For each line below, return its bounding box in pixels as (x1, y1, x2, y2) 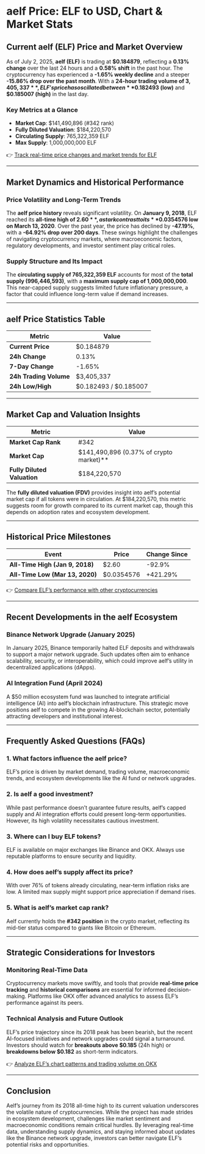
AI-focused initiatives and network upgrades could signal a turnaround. (6, 1035, 185, 1042)
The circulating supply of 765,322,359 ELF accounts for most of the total (6, 271, 193, 278)
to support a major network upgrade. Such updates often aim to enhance (6, 650, 190, 658)
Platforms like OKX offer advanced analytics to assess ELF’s (27, 992, 179, 1000)
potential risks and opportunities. (6, 1141, 90, 1148)
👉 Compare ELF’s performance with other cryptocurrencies (6, 586, 158, 594)
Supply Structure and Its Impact (6, 257, 103, 266)
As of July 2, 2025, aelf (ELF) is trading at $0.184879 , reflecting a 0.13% (6, 58, 189, 65)
